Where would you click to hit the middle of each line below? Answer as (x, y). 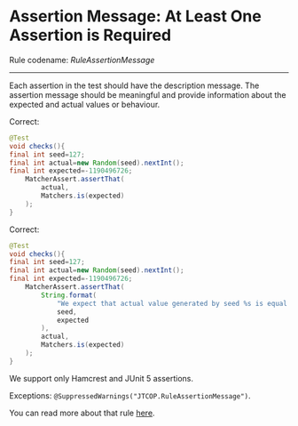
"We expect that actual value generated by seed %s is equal (172, 303)
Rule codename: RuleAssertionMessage (82, 60)
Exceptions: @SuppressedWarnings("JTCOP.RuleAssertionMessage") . (130, 395)
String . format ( (69, 295)
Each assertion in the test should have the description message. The (134, 85)
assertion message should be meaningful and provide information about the (148, 94)
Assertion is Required (90, 35)
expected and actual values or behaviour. (85, 104)
